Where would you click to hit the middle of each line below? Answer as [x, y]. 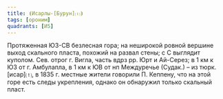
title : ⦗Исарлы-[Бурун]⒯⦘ [45, 13]
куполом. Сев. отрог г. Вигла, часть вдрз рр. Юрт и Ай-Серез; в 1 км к [110, 60]
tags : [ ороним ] [29, 20]
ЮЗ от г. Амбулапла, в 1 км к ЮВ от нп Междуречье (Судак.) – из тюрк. [112, 67]
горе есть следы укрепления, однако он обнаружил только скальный [109, 82]
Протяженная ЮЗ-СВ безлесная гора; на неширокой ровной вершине [110, 46]
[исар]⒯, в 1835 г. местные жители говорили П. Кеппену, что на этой [109, 74]
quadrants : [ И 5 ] [30, 26]
